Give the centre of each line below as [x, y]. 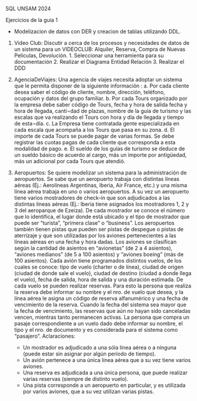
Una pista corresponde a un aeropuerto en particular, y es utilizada [104, 385]
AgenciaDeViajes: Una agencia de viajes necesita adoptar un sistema [98, 80]
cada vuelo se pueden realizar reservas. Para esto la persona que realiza [103, 286]
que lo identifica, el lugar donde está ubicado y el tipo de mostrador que [102, 216]
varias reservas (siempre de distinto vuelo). [75, 379]
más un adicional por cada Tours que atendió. [70, 161]
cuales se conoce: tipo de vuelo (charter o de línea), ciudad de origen [99, 267]
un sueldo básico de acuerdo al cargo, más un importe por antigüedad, [100, 155]
